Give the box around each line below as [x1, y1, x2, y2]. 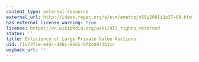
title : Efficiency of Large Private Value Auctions [6, 36, 136, 42]
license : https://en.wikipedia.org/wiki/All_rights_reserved [6, 25, 161, 31]
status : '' [6, 31, 33, 37]
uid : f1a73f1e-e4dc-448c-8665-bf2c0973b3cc [6, 42, 115, 48]
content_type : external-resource [6, 8, 89, 15]
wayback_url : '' [6, 47, 46, 53]
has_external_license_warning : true [6, 19, 97, 25]
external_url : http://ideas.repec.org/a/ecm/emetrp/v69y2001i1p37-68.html [6, 14, 195, 20]
